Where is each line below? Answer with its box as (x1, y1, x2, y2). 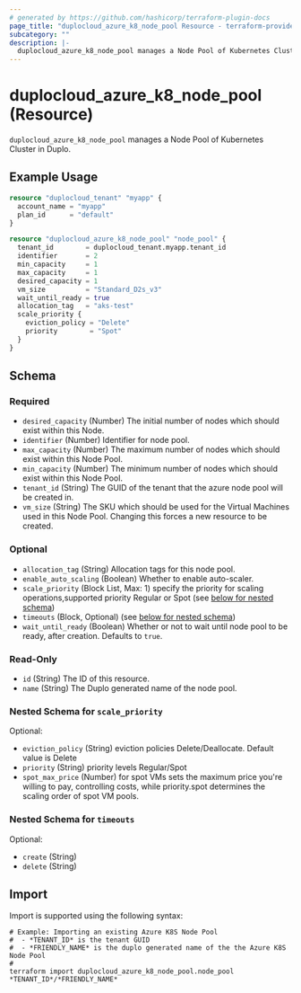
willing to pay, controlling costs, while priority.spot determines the (21, 781, 266, 792)
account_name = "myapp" (17, 201, 106, 211)
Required (9, 395, 50, 407)
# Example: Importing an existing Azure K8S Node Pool (9, 927, 219, 937)
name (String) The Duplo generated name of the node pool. (21, 682, 237, 693)
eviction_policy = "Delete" (25, 318, 130, 328)
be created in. (21, 492, 74, 503)
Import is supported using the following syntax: (9, 910, 184, 921)
